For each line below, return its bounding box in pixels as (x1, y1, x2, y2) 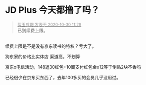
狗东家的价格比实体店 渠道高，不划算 (5, 54, 80, 59)
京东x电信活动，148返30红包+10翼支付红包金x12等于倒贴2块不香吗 (5, 64, 141, 70)
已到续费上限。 (17, 28, 48, 33)
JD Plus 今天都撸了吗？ (5, 4, 100, 16)
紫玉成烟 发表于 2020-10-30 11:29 (17, 22, 82, 27)
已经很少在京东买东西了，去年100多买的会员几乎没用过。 (5, 74, 121, 80)
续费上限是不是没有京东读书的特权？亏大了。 (5, 43, 97, 49)
